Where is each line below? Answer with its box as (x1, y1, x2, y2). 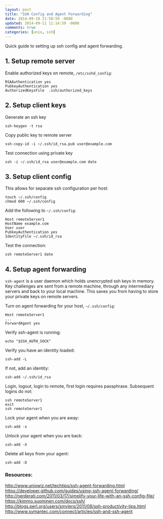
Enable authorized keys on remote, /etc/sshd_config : (5, 70, 112, 76)
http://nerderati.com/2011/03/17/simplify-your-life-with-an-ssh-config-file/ (5, 493, 155, 499)
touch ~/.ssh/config (5, 195, 47, 200)
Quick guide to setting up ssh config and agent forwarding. (5, 43, 123, 49)
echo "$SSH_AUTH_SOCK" (5, 339, 51, 344)
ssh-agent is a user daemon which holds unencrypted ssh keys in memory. (5, 278, 155, 284)
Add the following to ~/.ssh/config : (5, 208, 76, 214)
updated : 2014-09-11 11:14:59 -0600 (5, 20, 79, 26)
